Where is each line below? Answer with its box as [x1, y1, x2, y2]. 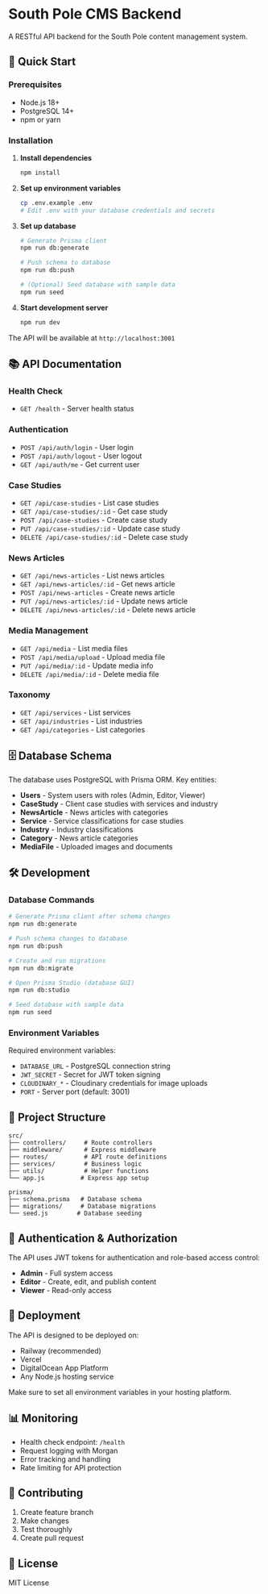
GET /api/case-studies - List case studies [19, 498, 159, 507]
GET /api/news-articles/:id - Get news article [19, 579, 175, 589]
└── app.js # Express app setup [8, 1175, 150, 1183]
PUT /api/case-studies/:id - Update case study [19, 524, 181, 533]
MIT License [8, 1578, 50, 1588]
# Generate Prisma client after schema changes [8, 912, 171, 920]
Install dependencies [19, 152, 93, 162]
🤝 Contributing [8, 1486, 84, 1500]
